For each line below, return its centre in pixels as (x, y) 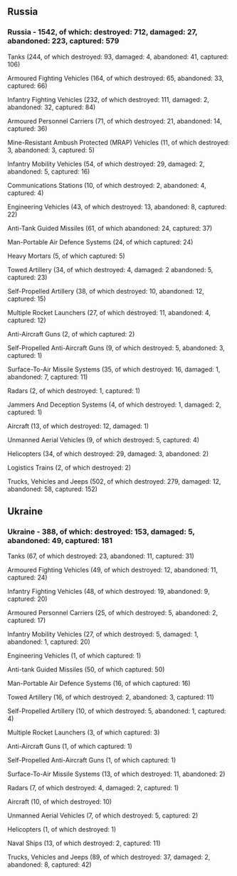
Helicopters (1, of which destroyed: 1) (62, 830)
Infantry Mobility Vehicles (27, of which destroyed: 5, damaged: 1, (103, 634)
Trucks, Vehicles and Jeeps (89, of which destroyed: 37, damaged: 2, (109, 857)
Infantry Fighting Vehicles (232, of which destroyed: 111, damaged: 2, (109, 99)
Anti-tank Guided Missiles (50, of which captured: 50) (86, 670)
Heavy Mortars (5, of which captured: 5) (67, 256)
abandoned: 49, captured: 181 (60, 541)
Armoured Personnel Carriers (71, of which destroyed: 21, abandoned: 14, (115, 121)
